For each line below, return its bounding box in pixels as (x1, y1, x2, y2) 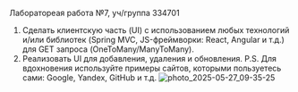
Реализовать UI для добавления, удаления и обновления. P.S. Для (21, 54, 277, 63)
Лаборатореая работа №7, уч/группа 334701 (9, 8, 181, 18)
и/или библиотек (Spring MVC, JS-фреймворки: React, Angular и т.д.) (21, 35, 285, 45)
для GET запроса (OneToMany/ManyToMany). (21, 44, 194, 54)
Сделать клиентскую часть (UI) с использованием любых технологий (21, 25, 290, 35)
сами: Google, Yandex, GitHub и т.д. (21, 72, 158, 83)
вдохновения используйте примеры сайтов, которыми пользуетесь (21, 63, 282, 73)
